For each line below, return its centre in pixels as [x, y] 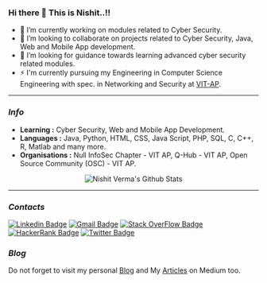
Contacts [27, 207]
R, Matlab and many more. [63, 146]
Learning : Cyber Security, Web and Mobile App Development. [122, 130]
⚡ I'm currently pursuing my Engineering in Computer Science [121, 73]
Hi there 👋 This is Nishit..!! [60, 13]
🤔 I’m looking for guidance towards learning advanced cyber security [133, 56]
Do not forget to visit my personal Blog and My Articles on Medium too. [124, 270]
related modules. [47, 64]
